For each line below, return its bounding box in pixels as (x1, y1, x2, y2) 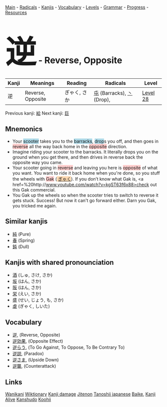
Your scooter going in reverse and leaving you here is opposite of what (12, 165, 158, 171)
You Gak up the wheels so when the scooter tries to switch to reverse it (12, 192, 159, 198)
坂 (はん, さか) (12, 278, 41, 284)
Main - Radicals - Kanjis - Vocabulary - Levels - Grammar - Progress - (5, 4, 149, 10)
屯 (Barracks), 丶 (93, 89, 133, 96)
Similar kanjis (5, 217, 48, 226)
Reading (67, 79, 87, 86)
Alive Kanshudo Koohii (5, 397, 51, 402)
